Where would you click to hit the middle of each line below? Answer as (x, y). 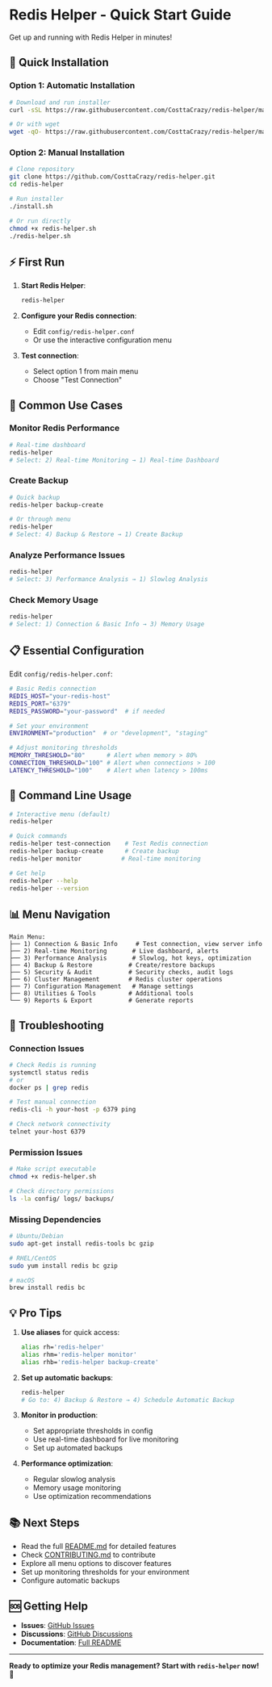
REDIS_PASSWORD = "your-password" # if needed (87, 711)
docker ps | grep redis (49, 1087)
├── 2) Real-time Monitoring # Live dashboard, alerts (114, 951)
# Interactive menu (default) (60, 814)
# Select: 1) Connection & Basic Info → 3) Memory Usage (107, 624)
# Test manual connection (52, 1102)
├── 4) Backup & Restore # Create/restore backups (113, 965)
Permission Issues (46, 1152)
